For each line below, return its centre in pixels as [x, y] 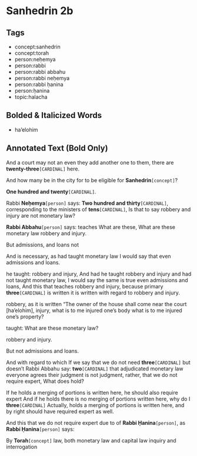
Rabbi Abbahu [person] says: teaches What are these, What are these [91, 227]
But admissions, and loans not [43, 245]
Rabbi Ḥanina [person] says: [40, 429]
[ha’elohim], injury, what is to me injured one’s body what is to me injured [94, 310]
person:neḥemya [35, 59]
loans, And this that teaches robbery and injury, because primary [85, 286]
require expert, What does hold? [45, 381]
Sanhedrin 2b [40, 11]
